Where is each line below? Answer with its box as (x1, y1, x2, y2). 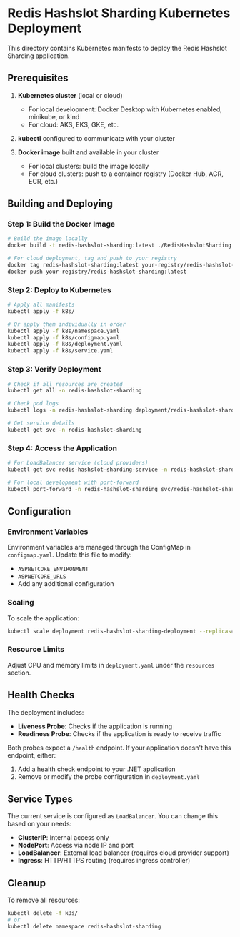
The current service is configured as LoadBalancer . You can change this (7, 812, 219, 821)
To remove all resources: (7, 896, 81, 905)
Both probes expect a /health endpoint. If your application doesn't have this (7, 743, 231, 752)
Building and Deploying (7, 198, 113, 210)
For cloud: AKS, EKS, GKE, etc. (28, 120, 119, 129)
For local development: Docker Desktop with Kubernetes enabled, (28, 105, 223, 114)
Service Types (7, 793, 74, 805)
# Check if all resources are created (7, 380, 123, 387)
